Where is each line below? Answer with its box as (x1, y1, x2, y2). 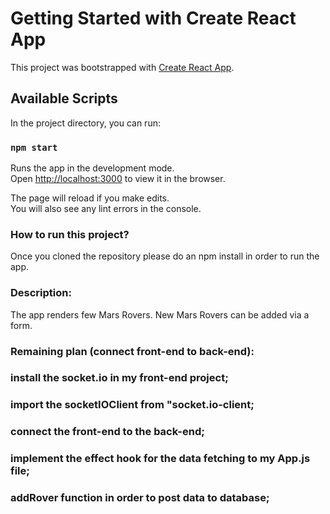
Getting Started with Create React (10, 7, 297, 30)
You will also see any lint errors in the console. (10, 203, 202, 215)
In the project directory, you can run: (10, 117, 161, 129)
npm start (10, 142, 58, 153)
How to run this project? (10, 227, 130, 241)
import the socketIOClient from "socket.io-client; (10, 398, 255, 412)
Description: (10, 286, 72, 300)
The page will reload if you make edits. (10, 192, 170, 204)
